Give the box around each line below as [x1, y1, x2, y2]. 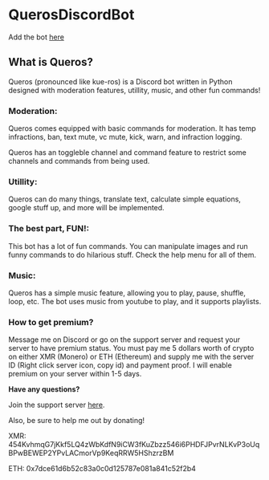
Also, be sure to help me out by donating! [8, 416, 145, 425]
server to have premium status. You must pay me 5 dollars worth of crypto [8, 344, 255, 353]
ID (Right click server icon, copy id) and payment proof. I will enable [8, 360, 233, 370]
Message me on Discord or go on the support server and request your [8, 335, 241, 344]
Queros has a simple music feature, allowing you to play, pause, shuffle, [8, 287, 247, 298]
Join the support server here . [8, 400, 105, 410]
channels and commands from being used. [8, 157, 150, 166]
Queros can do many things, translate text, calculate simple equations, [8, 194, 241, 204]
